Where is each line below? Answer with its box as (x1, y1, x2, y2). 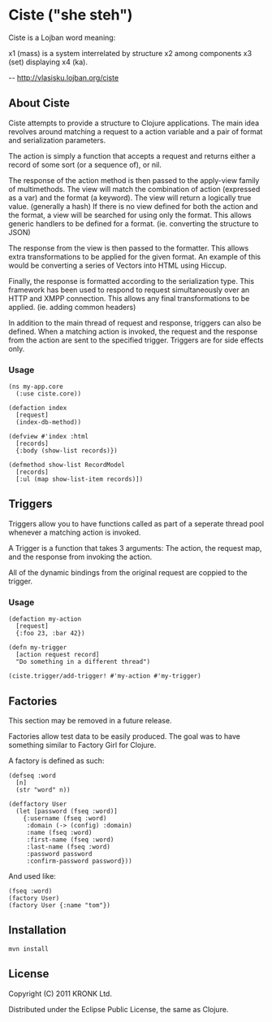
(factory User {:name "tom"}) (8, 901, 111, 909)
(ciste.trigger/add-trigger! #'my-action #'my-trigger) (8, 672, 201, 680)
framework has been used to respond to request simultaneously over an (8, 285, 250, 295)
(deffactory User (8, 800, 67, 808)
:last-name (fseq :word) (26, 842, 111, 851)
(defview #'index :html (8, 433, 89, 441)
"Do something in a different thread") (15, 657, 151, 666)
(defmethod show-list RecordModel (8, 461, 126, 470)
